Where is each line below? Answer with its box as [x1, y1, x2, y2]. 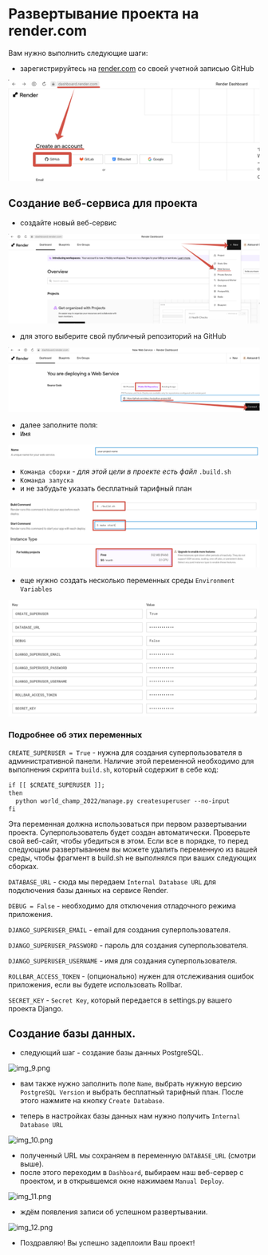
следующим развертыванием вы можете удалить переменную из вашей [8, 844, 258, 854]
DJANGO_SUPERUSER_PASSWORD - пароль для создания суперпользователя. [8, 940, 249, 950]
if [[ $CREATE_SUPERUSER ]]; [8, 780, 105, 789]
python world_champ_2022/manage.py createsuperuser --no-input [15, 796, 230, 805]
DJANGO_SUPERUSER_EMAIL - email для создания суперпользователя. [8, 924, 231, 935]
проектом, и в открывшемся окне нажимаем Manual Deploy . [19, 1176, 225, 1186]
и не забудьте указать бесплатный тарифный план [19, 483, 192, 493]
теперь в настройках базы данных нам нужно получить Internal [19, 1111, 241, 1121]
